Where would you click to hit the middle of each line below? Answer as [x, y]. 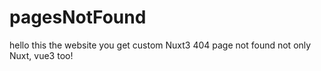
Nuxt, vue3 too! [41, 55]
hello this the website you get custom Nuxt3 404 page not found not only [160, 45]
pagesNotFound [78, 17]
